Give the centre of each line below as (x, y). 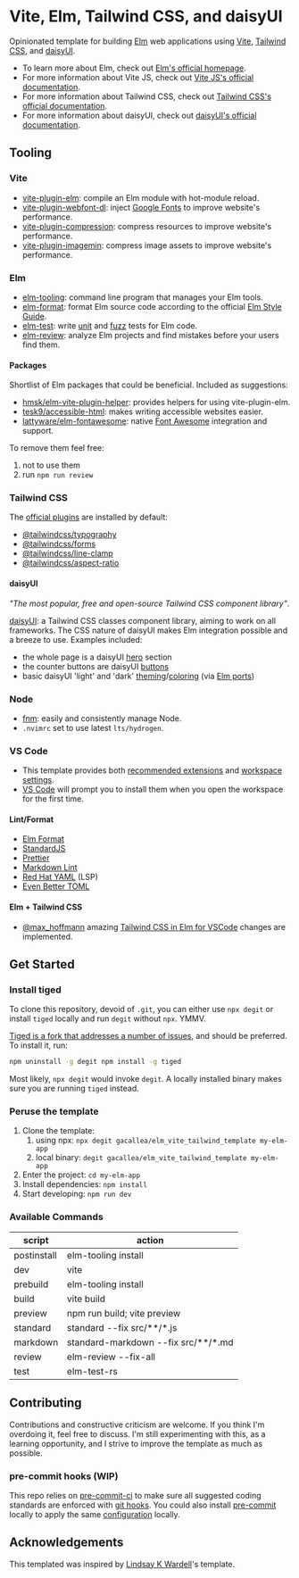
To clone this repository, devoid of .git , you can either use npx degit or (141, 1009)
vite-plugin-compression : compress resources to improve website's (147, 226)
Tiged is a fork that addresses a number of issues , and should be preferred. (148, 1036)
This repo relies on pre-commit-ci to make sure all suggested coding (135, 1495)
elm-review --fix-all (111, 1357)
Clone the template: (58, 1131)
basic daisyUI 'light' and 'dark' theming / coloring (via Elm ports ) (138, 676)
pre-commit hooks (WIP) (64, 1476)
